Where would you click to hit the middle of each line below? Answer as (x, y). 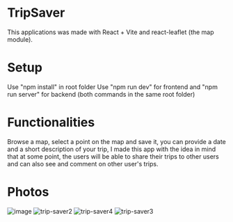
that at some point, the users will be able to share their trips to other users (113, 156)
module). (20, 39)
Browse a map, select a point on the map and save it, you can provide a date (116, 141)
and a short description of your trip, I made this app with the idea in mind (112, 149)
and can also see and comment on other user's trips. (83, 164)
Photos (28, 192)
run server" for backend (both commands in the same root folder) (101, 94)
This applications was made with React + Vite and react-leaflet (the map (111, 32)
